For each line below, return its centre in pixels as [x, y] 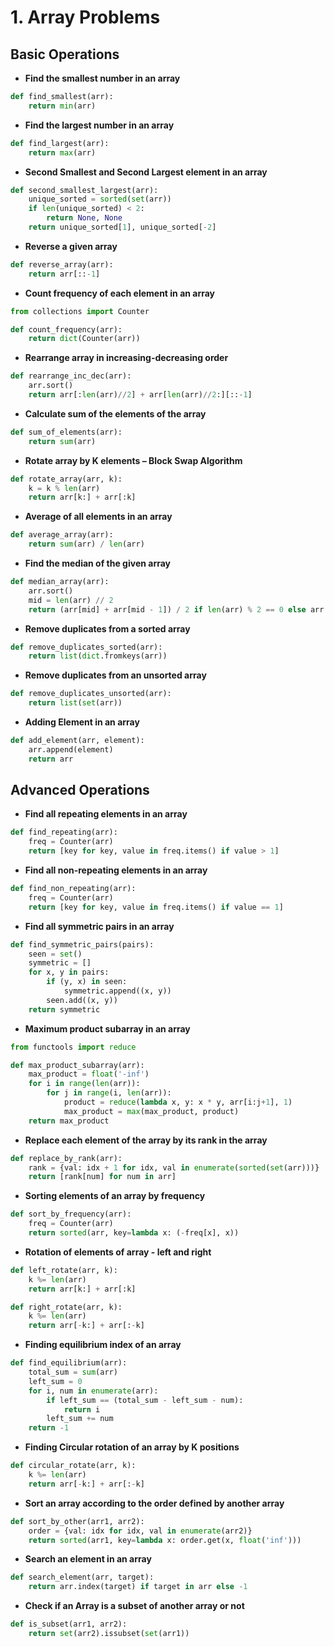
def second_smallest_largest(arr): [84, 190]
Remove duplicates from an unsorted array [115, 675]
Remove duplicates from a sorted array [107, 628]
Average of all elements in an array [98, 517]
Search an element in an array [88, 1559]
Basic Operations [65, 54]
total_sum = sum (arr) [73, 1372]
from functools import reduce [73, 1047]
